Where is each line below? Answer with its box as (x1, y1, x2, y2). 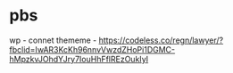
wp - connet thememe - (9, 35, 97, 45)
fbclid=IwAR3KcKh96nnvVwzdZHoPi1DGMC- (9, 44, 176, 54)
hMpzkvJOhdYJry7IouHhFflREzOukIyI (9, 53, 149, 64)
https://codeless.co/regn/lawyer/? (98, 35, 224, 45)
